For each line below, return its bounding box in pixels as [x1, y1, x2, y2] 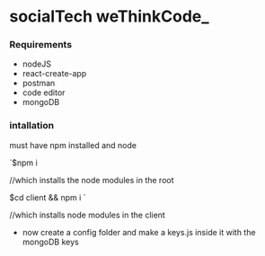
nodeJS [22, 58, 52, 69]
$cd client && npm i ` [9, 191, 87, 203]
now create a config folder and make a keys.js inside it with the [22, 226, 256, 237]
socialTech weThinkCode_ [9, 6, 209, 27]
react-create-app [22, 68, 87, 79]
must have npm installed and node [9, 139, 137, 150]
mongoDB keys [22, 236, 79, 247]
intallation [9, 119, 55, 132]
